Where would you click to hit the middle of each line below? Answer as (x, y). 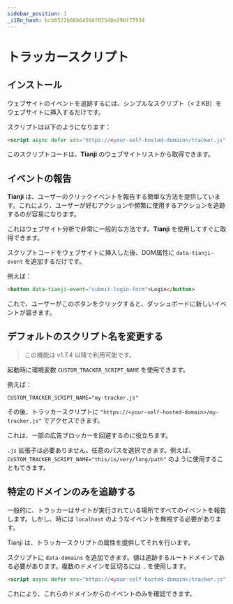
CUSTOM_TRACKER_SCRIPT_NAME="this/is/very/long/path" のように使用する (112, 458)
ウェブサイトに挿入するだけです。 (56, 112)
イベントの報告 (39, 178)
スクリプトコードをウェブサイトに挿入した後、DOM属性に (91, 253)
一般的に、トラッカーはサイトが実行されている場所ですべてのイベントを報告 (117, 510)
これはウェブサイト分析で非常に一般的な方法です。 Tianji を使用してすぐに (114, 229)
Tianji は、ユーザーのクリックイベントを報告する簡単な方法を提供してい (111, 197)
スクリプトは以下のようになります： (59, 127)
